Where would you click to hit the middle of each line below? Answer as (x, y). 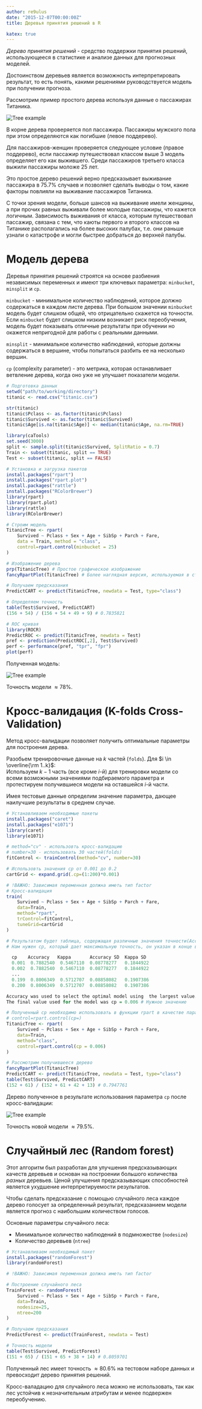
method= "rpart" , (38, 913)
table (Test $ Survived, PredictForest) (54, 1351)
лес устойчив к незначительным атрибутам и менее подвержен (89, 1393)
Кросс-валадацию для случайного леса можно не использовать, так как (100, 1386)
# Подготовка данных (32, 386)
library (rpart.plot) (32, 502)
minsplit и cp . (23, 289)
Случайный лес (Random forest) (90, 1150)
